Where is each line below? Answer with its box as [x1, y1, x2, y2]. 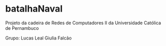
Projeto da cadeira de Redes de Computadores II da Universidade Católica [5, 20, 161, 26]
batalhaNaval [5, 3, 63, 15]
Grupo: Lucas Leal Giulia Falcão [5, 35, 72, 41]
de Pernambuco [5, 25, 39, 31]
